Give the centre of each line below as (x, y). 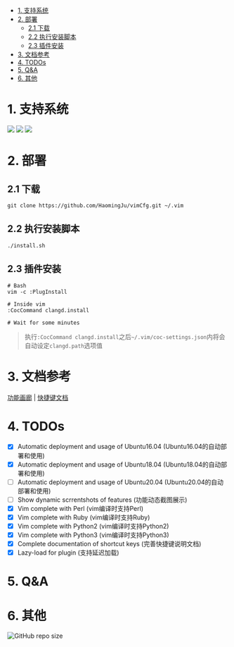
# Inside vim (26, 304)
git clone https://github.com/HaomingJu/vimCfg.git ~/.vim (96, 205)
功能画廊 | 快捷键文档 (38, 398)
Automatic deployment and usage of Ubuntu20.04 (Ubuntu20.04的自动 (120, 482)
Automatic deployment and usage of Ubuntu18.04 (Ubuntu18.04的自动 (119, 464)
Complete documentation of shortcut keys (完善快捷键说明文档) (109, 543)
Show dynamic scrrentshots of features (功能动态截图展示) (102, 500)
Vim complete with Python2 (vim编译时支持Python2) (93, 526)
